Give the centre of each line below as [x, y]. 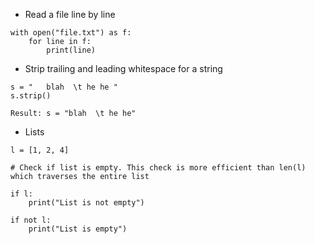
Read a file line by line [70, 14]
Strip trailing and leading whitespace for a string [123, 68]
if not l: [31, 220]
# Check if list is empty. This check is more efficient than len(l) [158, 168]
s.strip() [31, 96]
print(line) [71, 50]
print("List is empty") [78, 229]
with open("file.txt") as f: [71, 33]
